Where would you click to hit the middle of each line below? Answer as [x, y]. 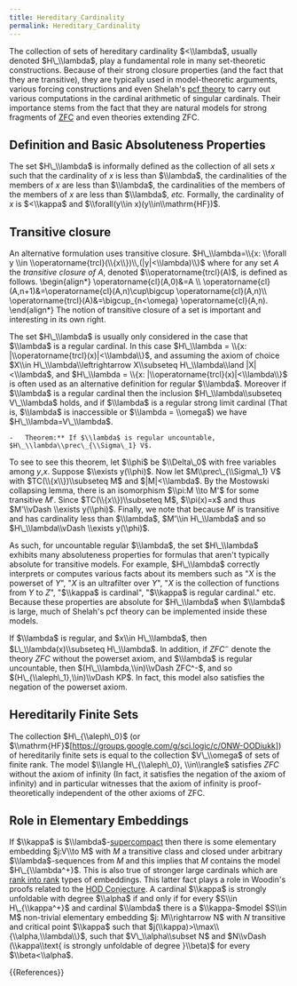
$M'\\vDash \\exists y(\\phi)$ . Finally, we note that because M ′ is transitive [145, 509]
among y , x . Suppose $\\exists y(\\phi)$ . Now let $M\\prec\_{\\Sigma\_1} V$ [145, 472]
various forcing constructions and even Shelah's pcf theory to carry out [140, 89]
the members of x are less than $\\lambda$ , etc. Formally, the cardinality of [147, 195]
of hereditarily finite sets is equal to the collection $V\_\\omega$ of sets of [145, 755]
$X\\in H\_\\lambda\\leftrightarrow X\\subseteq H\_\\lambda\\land [127, 365]
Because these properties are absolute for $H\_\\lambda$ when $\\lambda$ [147, 602]
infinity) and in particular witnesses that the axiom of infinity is [123, 783]
